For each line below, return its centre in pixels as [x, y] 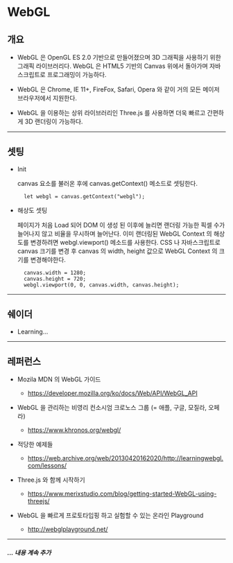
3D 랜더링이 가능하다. [54, 121]
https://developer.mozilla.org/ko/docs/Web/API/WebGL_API [112, 393]
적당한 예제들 [35, 444]
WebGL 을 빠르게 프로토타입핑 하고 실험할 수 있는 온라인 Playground [110, 516]
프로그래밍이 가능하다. [77, 75]
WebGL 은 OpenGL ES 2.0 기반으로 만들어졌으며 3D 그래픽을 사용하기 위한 [119, 57]
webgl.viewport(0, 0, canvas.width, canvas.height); [102, 285]
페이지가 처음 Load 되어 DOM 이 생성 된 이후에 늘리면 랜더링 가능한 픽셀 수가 [121, 225]
